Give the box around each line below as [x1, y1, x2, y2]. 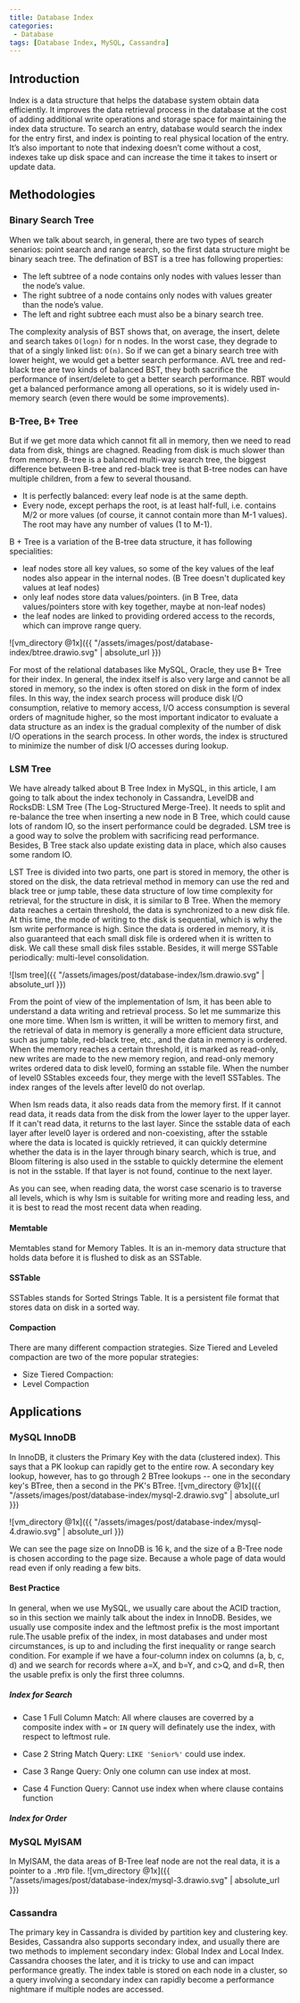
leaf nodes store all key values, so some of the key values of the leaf [21, 563, 275, 574]
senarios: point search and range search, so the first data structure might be [9, 243, 290, 255]
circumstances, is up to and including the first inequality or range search [9, 1640, 276, 1651]
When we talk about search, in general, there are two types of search [9, 234, 264, 245]
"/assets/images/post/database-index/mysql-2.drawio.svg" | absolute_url [9, 1490, 279, 1500]
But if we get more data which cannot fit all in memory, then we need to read [9, 435, 291, 446]
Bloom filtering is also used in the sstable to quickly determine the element [9, 1156, 284, 1167]
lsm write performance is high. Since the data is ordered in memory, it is [9, 924, 274, 934]
